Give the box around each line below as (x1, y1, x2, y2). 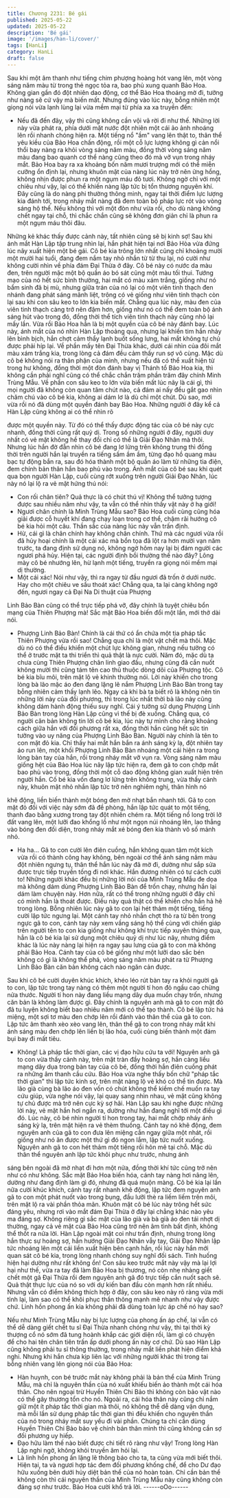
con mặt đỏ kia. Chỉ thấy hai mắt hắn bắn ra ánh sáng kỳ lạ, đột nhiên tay (16, 738, 223, 747)
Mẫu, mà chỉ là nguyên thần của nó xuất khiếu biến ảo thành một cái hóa (16, 1380, 223, 1389)
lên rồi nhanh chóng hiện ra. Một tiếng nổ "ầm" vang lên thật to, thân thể (16, 131, 222, 139)
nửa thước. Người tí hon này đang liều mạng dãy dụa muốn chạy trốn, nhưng (7, 990, 222, 998)
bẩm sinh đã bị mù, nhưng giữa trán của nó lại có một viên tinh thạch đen (7, 283, 214, 291)
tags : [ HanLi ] (7, 42, 48, 49)
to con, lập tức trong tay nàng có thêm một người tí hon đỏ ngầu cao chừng (7, 983, 220, 992)
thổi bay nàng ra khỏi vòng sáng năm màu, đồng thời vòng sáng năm (16, 145, 211, 153)
